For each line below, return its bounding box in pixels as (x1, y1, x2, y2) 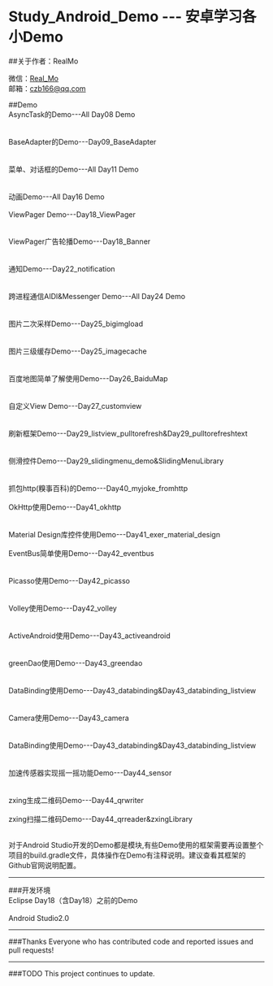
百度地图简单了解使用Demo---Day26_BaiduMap (8, 373, 168, 383)
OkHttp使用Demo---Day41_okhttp (8, 502, 122, 512)
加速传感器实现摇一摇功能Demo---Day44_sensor (8, 767, 172, 777)
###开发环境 (8, 885, 51, 895)
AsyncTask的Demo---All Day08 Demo (8, 109, 136, 119)
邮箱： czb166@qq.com (8, 83, 87, 93)
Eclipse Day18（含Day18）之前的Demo (8, 895, 138, 905)
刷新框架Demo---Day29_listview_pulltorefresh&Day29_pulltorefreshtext (8, 428, 248, 438)
